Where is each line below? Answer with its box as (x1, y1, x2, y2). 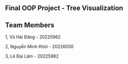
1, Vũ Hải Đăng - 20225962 (5, 34, 61, 40)
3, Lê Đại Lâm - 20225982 (5, 53, 59, 59)
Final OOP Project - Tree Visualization (5, 4, 124, 12)
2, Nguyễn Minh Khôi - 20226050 (5, 44, 74, 50)
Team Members (5, 21, 54, 29)
